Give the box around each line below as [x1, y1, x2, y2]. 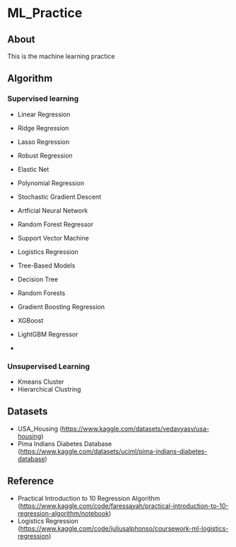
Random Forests [17, 289, 66, 297]
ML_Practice [7, 5, 83, 21]
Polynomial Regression [17, 179, 85, 187]
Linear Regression [17, 110, 71, 118]
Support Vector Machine [17, 233, 90, 242]
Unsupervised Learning [7, 361, 90, 371]
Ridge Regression [17, 123, 69, 132]
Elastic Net [17, 165, 49, 173]
